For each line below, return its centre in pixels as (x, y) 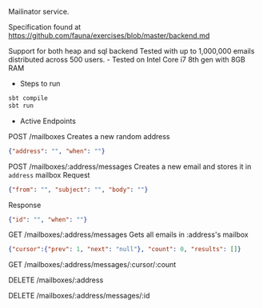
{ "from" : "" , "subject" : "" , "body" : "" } (78, 190)
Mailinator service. (39, 12)
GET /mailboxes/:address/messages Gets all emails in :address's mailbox (129, 234)
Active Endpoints (48, 121)
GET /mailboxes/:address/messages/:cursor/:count (92, 265)
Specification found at (45, 27)
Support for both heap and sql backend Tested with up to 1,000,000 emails (131, 51)
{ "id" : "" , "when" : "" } (48, 219)
